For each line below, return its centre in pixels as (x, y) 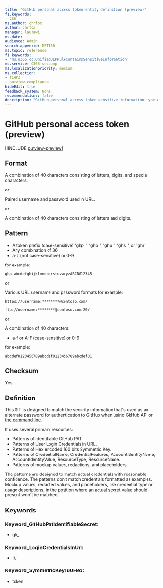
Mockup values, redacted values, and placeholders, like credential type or (79, 485)
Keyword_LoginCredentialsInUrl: (44, 547)
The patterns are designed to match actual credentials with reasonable (76, 474)
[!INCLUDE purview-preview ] (34, 148)
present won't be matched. (32, 495)
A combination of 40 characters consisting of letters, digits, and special (76, 175)
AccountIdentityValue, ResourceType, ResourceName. (66, 460)
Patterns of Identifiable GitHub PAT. (48, 439)
